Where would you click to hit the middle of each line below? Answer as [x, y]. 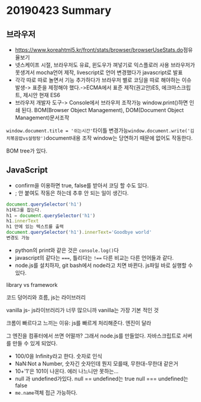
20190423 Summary [59, 11]
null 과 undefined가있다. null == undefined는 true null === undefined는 [101, 378]
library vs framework [32, 284]
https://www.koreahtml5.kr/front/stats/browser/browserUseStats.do [99, 50]
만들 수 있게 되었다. [35, 343]
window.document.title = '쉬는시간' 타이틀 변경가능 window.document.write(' [98, 130]
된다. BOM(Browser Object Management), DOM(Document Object [103, 110]
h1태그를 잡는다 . [24, 210]
